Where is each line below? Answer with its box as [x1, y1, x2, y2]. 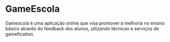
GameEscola [5, 3, 60, 15]
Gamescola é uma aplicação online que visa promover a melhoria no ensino [5, 20, 165, 26]
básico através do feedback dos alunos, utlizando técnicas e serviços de [5, 25, 159, 31]
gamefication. [5, 31, 35, 37]
